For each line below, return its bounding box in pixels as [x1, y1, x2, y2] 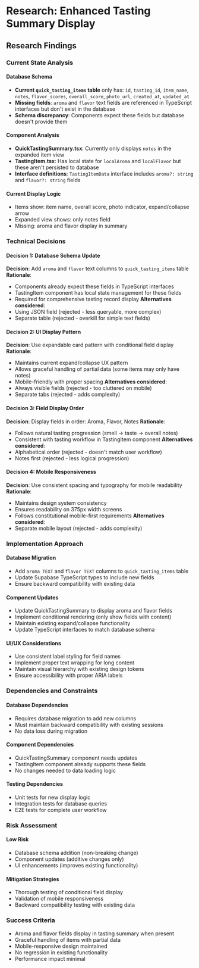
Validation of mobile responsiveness [14, 895, 104, 903]
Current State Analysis [6, 58, 73, 67]
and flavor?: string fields [14, 176, 81, 183]
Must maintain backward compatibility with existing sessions [14, 721, 163, 728]
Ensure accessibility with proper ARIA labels [14, 672, 123, 679]
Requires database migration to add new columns [14, 714, 137, 722]
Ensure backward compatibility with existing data [14, 580, 135, 587]
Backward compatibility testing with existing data [14, 901, 135, 908]
